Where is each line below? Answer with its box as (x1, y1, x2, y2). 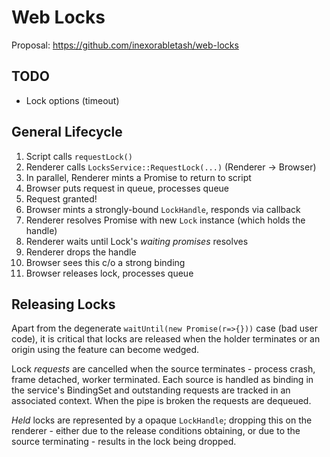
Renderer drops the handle (25, 246, 137, 258)
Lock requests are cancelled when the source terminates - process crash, (11, 363, 316, 375)
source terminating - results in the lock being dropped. (11, 436, 237, 448)
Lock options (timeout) (25, 94, 120, 106)
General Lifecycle (11, 124, 123, 141)
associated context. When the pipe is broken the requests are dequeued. (11, 395, 312, 407)
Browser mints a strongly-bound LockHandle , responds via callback (25, 203, 301, 215)
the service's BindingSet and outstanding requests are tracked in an (11, 384, 291, 396)
